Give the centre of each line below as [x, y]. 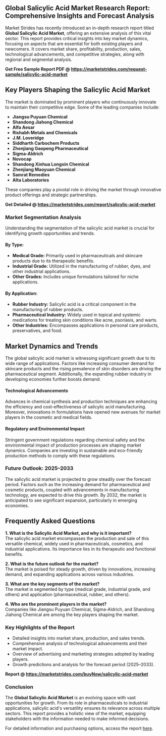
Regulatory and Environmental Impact [45, 429]
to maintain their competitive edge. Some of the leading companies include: [82, 107]
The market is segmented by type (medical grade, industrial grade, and [78, 589]
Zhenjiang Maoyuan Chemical [44, 169]
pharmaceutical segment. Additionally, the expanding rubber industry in [78, 374]
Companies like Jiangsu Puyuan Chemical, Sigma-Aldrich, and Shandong [80, 609]
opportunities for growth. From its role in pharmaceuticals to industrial [76, 703]
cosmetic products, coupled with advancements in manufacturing [72, 490]
